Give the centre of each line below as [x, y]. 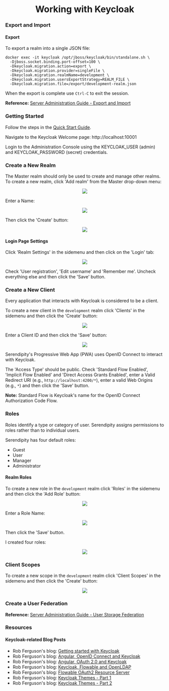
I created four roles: [26, 542]
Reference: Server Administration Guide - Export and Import [68, 103]
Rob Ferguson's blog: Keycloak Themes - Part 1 [62, 677]
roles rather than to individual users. [43, 430]
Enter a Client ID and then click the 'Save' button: [56, 335]
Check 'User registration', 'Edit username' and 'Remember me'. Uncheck [80, 271]
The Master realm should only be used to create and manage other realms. [83, 176]
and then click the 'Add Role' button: [43, 494]
